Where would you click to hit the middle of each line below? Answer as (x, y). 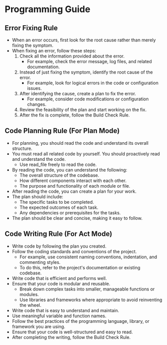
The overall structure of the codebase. (59, 175)
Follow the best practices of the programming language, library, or (80, 321)
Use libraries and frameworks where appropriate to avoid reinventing (91, 300)
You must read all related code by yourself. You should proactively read (86, 154)
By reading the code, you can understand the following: (70, 169)
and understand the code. (39, 159)
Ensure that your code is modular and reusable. (61, 283)
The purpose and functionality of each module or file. (75, 186)
